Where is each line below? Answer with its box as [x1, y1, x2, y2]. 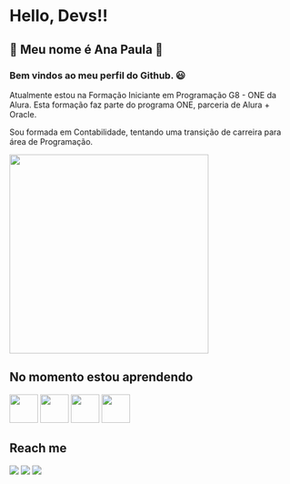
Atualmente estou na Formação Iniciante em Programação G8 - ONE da [9, 89, 277, 100]
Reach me [9, 440, 67, 456]
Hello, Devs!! [9, 5, 108, 26]
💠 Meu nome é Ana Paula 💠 [9, 42, 164, 57]
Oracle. [9, 108, 37, 119]
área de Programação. [9, 136, 94, 146]
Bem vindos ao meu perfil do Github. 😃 [9, 69, 186, 82]
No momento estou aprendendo [9, 369, 194, 385]
